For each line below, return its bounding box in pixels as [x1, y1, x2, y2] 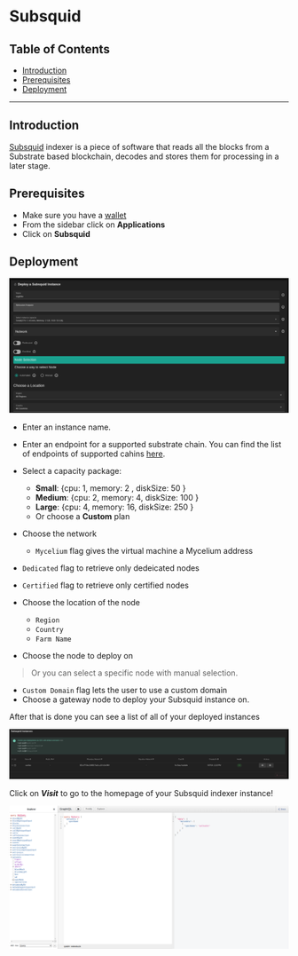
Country [35, 626, 64, 635]
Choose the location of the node [21, 597, 140, 608]
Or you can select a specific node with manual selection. [30, 668, 239, 678]
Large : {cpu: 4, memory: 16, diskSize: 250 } [35, 502, 194, 512]
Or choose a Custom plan [35, 511, 130, 522]
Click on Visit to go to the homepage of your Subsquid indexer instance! [9, 788, 273, 799]
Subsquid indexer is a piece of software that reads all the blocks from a [9, 141, 270, 152]
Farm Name [35, 635, 73, 644]
